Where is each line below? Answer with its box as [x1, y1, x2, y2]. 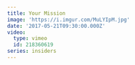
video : [7, 28, 26, 36]
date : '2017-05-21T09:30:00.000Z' [7, 22, 106, 29]
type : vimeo [13, 35, 48, 42]
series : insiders [7, 48, 57, 55]
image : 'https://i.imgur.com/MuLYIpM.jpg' [7, 16, 130, 23]
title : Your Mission [7, 9, 66, 17]
